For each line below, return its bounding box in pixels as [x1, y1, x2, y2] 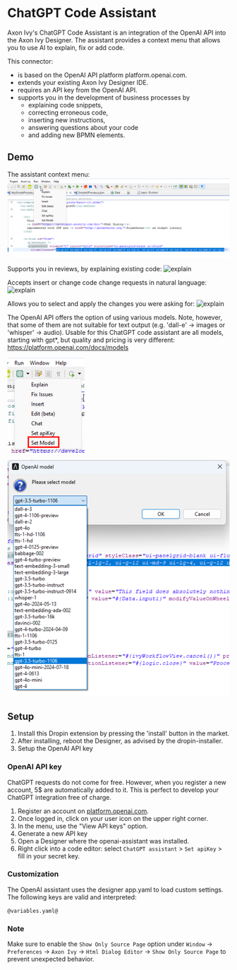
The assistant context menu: [7, 170, 90, 178]
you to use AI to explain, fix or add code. [7, 43, 125, 52]
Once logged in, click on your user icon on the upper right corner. [17, 814, 208, 822]
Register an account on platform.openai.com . [17, 807, 150, 815]
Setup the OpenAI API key [17, 744, 93, 753]
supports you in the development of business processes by [17, 93, 190, 102]
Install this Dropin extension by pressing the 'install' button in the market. [17, 729, 230, 738]
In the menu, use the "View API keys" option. [17, 822, 148, 830]
